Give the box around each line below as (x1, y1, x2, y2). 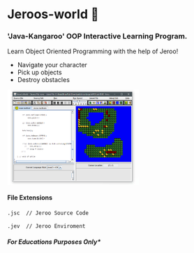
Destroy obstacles (17, 76, 70, 84)
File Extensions (7, 193, 53, 202)
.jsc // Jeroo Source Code (7, 210, 89, 217)
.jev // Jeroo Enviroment (7, 223, 86, 230)
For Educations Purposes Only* (7, 238, 101, 246)
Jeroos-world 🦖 (7, 6, 99, 22)
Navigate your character (17, 61, 87, 69)
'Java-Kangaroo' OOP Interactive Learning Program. (7, 32, 188, 41)
